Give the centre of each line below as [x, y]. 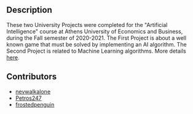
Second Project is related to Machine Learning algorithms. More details [96, 51]
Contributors [32, 77]
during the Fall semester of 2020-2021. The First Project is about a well [96, 38]
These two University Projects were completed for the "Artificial [87, 25]
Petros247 [28, 98]
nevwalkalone [33, 91]
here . [13, 57]
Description [29, 10]
